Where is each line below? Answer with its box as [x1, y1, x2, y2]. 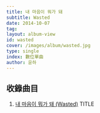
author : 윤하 [6, 59, 37, 65]
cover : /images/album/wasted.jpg [6, 43, 91, 49]
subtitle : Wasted [6, 15, 50, 21]
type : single [6, 48, 39, 54]
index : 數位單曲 [6, 54, 44, 60]
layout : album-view [6, 31, 56, 37]
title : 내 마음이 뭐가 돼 [6, 8, 63, 15]
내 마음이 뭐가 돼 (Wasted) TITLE [15, 100, 95, 108]
